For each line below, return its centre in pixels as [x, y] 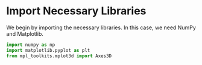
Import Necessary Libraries [76, 11]
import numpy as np [31, 45]
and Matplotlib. [25, 33]
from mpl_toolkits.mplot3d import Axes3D [59, 56]
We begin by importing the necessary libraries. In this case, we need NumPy [101, 27]
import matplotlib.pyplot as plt [48, 50]
